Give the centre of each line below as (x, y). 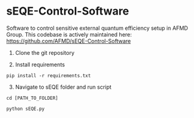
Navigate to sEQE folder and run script (63, 87)
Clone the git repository (45, 52)
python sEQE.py (26, 109)
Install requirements (40, 64)
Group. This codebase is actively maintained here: (69, 34)
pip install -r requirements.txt (49, 75)
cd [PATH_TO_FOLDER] (33, 98)
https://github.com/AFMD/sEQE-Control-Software (69, 41)
